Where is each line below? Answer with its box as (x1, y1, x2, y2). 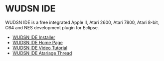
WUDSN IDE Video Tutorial (12, 45, 68, 51)
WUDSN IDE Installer (12, 34, 55, 40)
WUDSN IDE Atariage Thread (12, 50, 72, 56)
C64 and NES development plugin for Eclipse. (5, 24, 99, 30)
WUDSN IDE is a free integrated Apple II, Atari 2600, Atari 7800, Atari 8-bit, (5, 19, 160, 25)
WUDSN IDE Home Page (12, 39, 63, 45)
